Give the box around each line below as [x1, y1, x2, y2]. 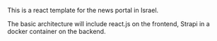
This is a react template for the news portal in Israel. [7, 6, 159, 14]
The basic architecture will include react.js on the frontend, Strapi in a [7, 20, 210, 28]
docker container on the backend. [7, 28, 106, 35]
